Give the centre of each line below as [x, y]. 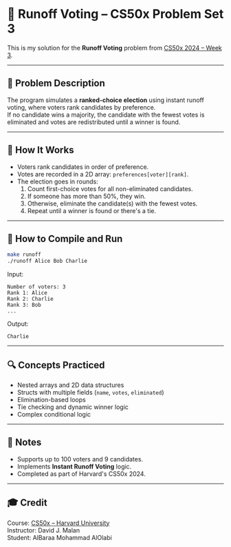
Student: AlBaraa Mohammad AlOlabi [59, 537]
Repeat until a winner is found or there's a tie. [92, 210]
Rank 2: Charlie [30, 299]
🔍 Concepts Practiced [56, 365]
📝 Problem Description [56, 83]
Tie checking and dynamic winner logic [73, 407]
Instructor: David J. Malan [44, 530]
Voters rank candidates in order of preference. [83, 167]
